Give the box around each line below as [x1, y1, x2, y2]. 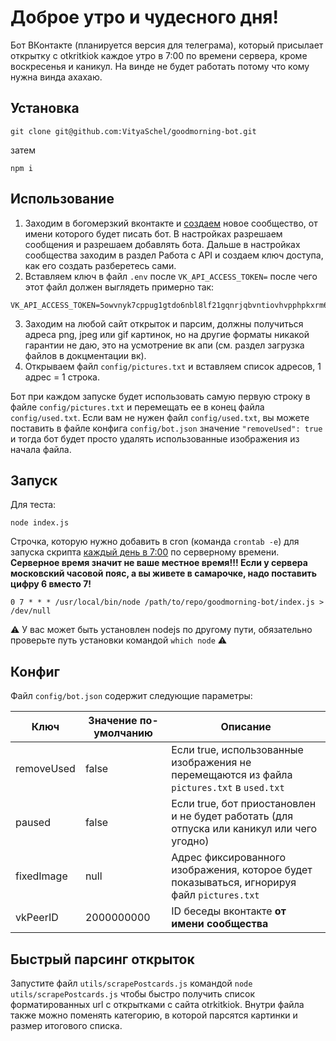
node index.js [10, 518, 70, 528]
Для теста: [10, 499, 57, 511]
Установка [10, 100, 80, 117]
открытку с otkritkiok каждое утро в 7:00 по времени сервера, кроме [10, 49, 308, 61]
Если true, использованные [171, 743, 304, 757]
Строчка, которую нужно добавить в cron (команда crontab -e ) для [10, 536, 300, 548]
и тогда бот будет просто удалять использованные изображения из [10, 432, 300, 445]
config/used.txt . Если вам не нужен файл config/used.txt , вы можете [10, 411, 310, 423]
